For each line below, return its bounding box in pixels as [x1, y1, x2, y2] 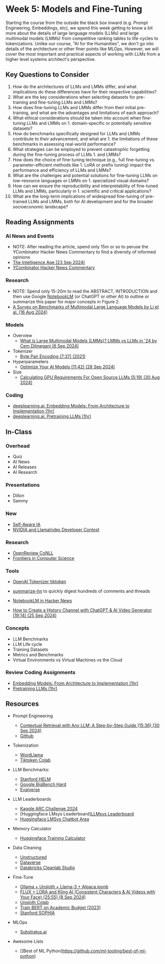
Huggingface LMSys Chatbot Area [20, 816, 90, 822]
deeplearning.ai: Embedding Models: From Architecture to [12, 403, 130, 409]
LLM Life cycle [12, 641, 43, 647]
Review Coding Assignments [5, 669, 76, 676]
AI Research [12, 469, 37, 475]
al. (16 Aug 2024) [12, 309, 48, 315]
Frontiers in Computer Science [12, 555, 75, 561]
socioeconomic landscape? [12, 204, 68, 209]
